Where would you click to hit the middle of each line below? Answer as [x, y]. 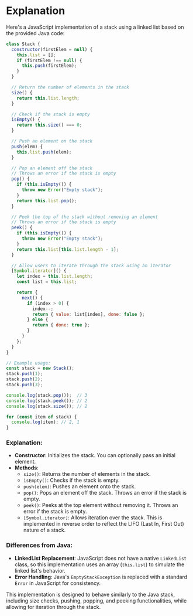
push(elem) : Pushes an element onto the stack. [80, 486]
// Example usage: [28, 363]
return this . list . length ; [48, 98]
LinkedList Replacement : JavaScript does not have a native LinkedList [101, 558]
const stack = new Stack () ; [40, 368]
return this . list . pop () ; [47, 200]
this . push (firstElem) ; [49, 66]
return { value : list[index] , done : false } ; [88, 314]
